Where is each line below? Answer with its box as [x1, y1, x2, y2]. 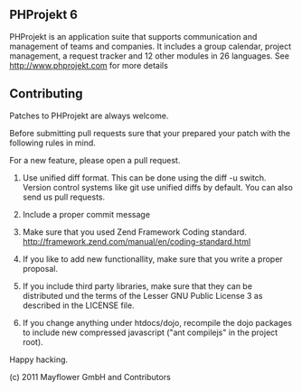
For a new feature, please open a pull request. [9, 154, 181, 165]
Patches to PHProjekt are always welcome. [9, 110, 169, 121]
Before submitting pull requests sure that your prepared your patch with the [9, 127, 291, 138]
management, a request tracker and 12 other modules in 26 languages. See [9, 50, 289, 61]
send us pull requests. [22, 191, 106, 202]
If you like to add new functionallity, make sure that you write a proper [22, 253, 283, 265]
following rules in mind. [9, 137, 97, 148]
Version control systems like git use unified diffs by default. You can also [22, 182, 294, 192]
